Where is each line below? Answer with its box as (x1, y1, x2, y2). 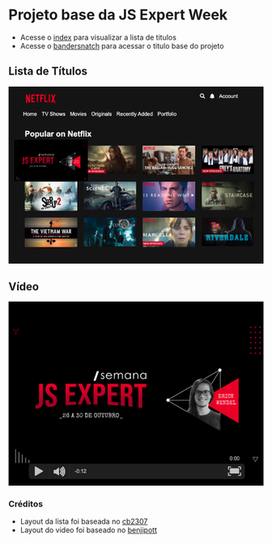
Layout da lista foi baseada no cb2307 (19, 516, 148, 527)
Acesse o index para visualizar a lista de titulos (19, 32, 176, 42)
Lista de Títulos (8, 65, 87, 78)
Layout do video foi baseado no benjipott (19, 525, 158, 535)
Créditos (8, 498, 43, 509)
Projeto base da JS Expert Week (8, 6, 228, 24)
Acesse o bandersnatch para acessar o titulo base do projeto (19, 40, 224, 50)
